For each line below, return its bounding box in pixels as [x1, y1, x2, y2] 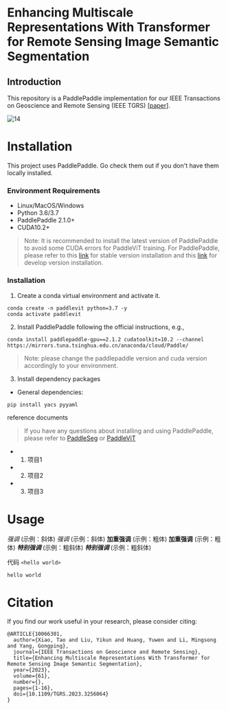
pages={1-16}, [13, 685, 54, 691]
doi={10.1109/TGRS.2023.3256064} [13, 691, 109, 698]
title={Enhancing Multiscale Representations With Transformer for [13, 654, 211, 662]
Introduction [7, 76, 62, 87]
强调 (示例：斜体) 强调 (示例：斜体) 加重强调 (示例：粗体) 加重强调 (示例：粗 [7, 535, 221, 543]
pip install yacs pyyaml [7, 401, 78, 408]
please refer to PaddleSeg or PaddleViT [23, 434, 136, 442]
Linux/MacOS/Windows [16, 201, 84, 210]
